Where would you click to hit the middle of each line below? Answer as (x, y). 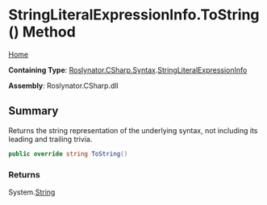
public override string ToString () (68, 154)
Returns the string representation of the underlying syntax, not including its (133, 130)
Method (49, 32)
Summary (33, 111)
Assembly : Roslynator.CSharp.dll (63, 86)
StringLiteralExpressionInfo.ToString (134, 15)
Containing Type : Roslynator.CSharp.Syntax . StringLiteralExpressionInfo (128, 69)
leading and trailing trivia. (50, 139)
